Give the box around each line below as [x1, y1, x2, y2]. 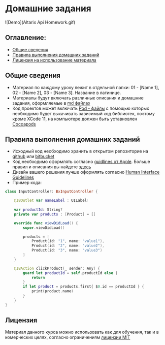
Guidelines [12, 174, 34, 180]
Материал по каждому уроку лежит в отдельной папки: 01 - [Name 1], [12, 84, 159, 90]
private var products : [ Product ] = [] [14, 212, 96, 217]
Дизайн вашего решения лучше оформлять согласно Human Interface [12, 169, 160, 175]
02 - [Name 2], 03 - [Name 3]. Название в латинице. [12, 90, 121, 95]
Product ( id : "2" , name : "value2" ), [31, 243, 105, 249]
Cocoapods [12, 121, 36, 127]
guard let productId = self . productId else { [23, 270, 118, 276]
